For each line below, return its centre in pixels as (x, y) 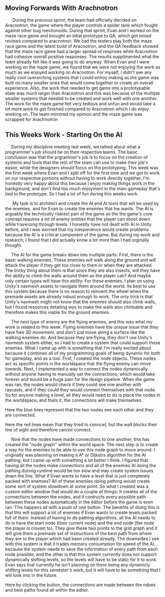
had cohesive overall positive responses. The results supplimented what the (82, 57)
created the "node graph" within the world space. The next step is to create (82, 444)
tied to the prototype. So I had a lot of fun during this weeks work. (72, 193)
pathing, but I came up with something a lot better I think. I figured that (77, 460)
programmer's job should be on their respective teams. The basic (71, 152)
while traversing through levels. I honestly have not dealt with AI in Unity (78, 224)
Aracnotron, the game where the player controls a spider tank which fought (82, 25)
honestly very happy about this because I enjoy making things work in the (80, 183)
